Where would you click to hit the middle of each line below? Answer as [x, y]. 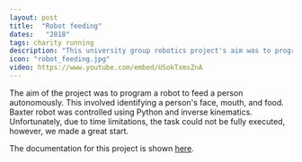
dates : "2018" [40, 34]
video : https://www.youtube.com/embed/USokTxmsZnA [106, 68]
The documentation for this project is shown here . [102, 148]
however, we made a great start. [69, 131]
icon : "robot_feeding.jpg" [60, 59]
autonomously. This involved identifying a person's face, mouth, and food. [147, 102]
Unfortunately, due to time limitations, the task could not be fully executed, [147, 121]
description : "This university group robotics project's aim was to [140, 51]
